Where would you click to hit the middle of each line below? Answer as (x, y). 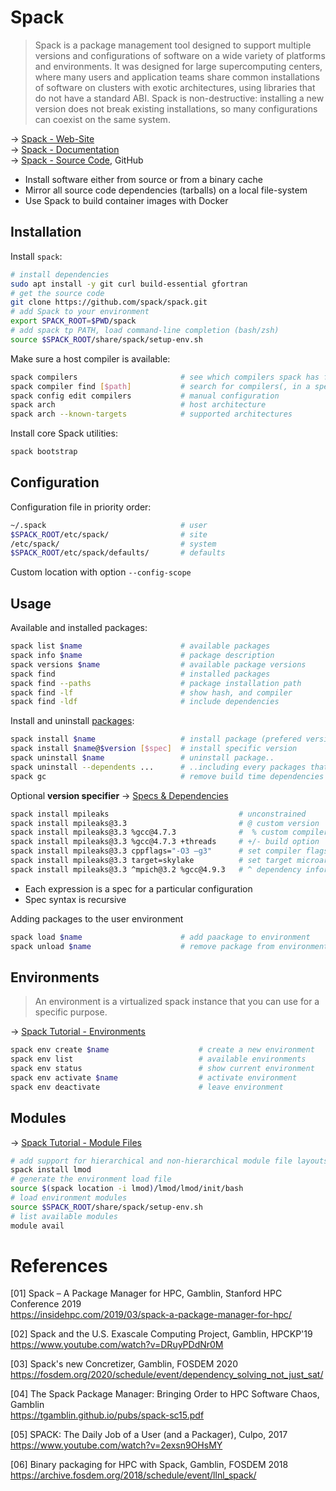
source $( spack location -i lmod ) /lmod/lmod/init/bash (127, 1189)
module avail (37, 1226)
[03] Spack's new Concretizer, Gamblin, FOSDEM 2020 (124, 1364)
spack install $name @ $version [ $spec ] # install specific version (154, 749)
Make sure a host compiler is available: (90, 358)
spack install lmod (51, 1170)
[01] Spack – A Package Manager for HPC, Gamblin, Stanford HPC (146, 1293)
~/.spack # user (109, 525)
